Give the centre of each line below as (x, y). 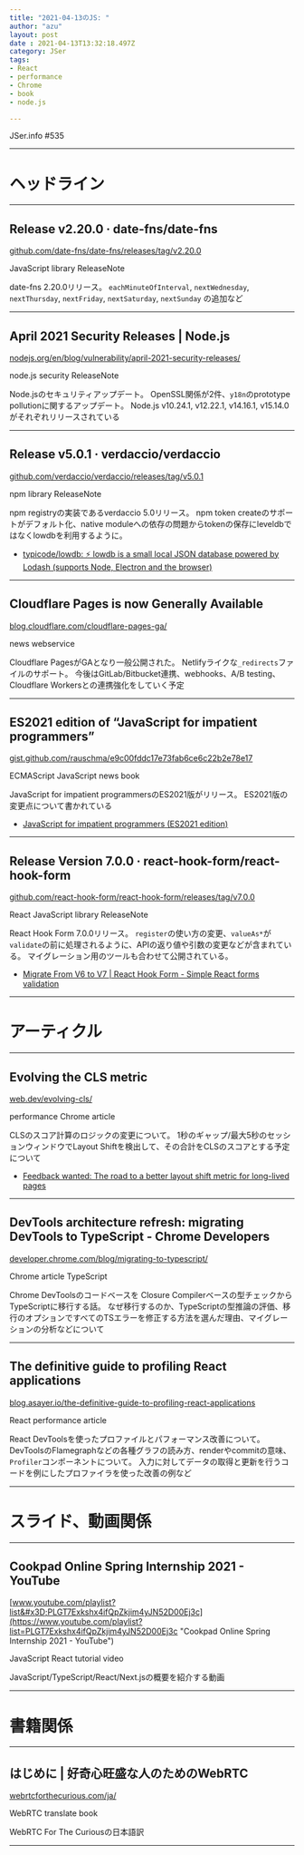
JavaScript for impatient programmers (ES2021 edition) (125, 824)
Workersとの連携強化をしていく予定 (118, 685)
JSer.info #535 (37, 136)
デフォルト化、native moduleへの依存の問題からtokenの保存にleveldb (155, 523)
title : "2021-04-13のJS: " (60, 18)
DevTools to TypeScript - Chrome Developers (140, 1237)
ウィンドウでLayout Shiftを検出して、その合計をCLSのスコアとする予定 (157, 1146)
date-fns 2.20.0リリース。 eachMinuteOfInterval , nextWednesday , (129, 288)
